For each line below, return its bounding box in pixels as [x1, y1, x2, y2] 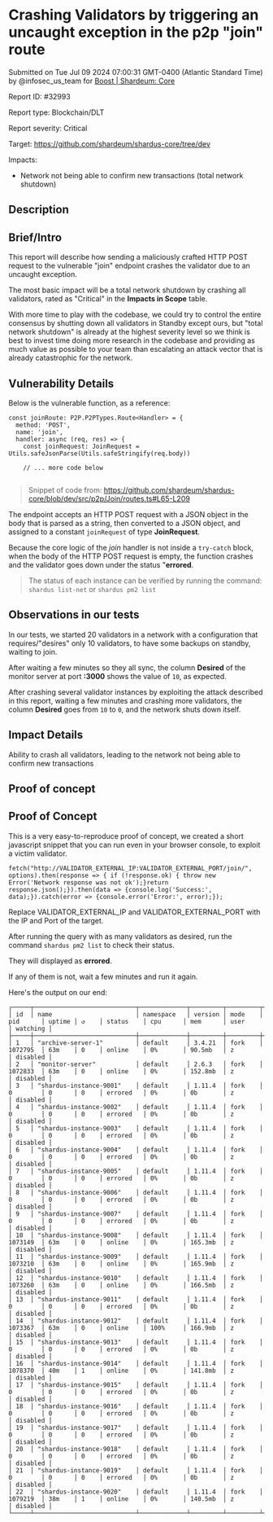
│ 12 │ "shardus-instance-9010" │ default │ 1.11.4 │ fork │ [8, 1274, 264, 1282]
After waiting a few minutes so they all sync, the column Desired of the [8, 662, 246, 673]
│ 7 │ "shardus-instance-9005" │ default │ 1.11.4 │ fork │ [8, 1167, 264, 1175]
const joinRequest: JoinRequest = [23, 442, 140, 450]
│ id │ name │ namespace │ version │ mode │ [8, 1010, 264, 1019]
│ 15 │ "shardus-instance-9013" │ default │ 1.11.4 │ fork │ [8, 1338, 264, 1346]
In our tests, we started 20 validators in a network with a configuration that [8, 629, 258, 639]
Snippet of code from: [28, 485, 102, 494]
